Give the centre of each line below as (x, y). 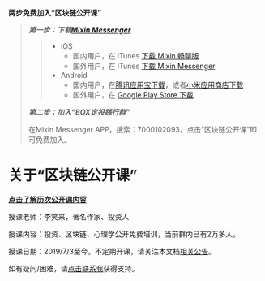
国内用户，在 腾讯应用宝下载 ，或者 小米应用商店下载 (158, 85)
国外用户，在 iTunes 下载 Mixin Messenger (144, 66)
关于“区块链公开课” (73, 176)
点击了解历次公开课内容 (47, 199)
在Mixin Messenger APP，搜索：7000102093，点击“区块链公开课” (139, 130)
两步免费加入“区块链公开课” (55, 13)
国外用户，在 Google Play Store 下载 (133, 95)
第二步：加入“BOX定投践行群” (79, 112)
